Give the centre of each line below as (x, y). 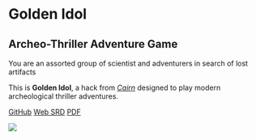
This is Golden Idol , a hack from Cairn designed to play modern (115, 87)
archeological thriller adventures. (64, 96)
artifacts (22, 72)
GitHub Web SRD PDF (45, 112)
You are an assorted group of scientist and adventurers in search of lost (128, 63)
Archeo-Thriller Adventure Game (93, 44)
